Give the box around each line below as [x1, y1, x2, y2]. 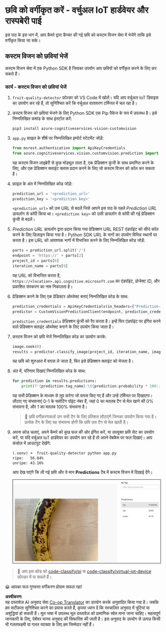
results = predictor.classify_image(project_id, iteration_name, [12, 349, 150, 354]
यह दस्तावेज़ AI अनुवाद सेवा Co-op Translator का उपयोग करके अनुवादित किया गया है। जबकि [5, 599, 159, 605]
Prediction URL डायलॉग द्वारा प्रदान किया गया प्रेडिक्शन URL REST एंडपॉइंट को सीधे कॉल [12, 226, 159, 232]
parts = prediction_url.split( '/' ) [12, 248, 86, 253]
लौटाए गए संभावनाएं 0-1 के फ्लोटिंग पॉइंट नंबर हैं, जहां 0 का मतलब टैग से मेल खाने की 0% [12, 398, 154, 404]
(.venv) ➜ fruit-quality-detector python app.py [12, 451, 117, 456]
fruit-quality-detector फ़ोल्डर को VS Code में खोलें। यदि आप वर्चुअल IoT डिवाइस [12, 95, 159, 101]
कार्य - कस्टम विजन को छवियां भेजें [5, 84, 67, 90]
